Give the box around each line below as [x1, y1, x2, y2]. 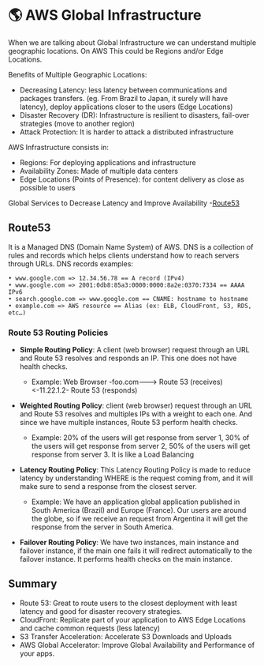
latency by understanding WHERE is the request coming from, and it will [19, 473, 254, 483]
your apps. [19, 649, 55, 658]
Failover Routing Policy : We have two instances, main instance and [19, 538, 239, 547]
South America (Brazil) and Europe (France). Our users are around [31, 506, 247, 515]
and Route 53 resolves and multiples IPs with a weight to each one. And [19, 409, 253, 419]
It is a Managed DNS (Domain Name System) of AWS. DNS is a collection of [8, 242, 254, 251]
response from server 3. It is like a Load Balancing [31, 450, 195, 459]
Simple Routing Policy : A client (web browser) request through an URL [19, 345, 250, 355]
